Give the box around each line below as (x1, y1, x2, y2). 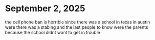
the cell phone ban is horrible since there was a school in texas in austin (5, 19, 150, 25)
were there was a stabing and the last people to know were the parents (5, 24, 148, 30)
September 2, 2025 (5, 3, 86, 14)
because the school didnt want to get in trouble (5, 29, 100, 35)
